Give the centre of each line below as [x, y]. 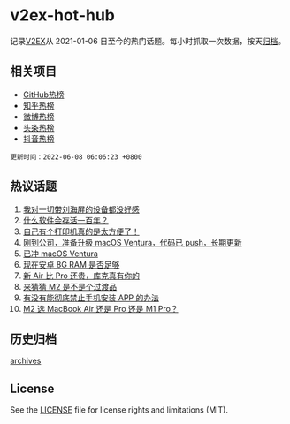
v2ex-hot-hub [63, 15]
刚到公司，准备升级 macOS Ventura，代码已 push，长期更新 [132, 242]
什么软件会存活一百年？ [65, 220]
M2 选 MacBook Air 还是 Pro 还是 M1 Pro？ [101, 308]
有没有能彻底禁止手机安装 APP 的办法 [91, 298]
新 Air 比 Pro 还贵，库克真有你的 [81, 276]
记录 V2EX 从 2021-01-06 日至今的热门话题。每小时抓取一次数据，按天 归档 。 [148, 41]
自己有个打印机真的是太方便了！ [81, 231]
